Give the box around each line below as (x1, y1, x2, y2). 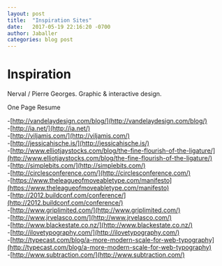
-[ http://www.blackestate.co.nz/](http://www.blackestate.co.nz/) (7, 221, 193, 230)
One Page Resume (7, 103, 61, 112)
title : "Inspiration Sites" (7, 17, 92, 24)
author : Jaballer (7, 29, 58, 37)
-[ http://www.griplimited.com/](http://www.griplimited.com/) (7, 206, 181, 214)
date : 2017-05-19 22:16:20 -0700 (7, 23, 111, 30)
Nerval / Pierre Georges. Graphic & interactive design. (7, 90, 162, 98)
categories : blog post (7, 36, 73, 43)
